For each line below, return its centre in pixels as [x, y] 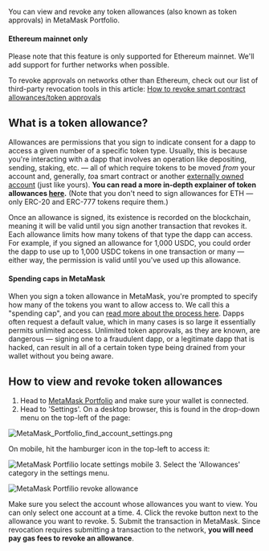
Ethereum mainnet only [48, 39]
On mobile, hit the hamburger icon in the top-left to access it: [109, 449]
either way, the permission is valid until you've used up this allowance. [124, 260]
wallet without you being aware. [61, 356]
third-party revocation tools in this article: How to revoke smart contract [127, 89]
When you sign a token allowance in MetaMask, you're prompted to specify [133, 296]
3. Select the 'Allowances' [198, 464]
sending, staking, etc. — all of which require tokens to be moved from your [132, 168]
